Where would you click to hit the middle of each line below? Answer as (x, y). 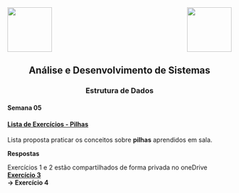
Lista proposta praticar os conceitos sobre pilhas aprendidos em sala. (110, 140)
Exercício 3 (24, 175)
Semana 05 (25, 108)
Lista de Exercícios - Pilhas (48, 124)
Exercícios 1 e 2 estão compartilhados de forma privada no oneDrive (107, 167)
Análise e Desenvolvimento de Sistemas (119, 71)
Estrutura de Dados (119, 90)
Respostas (23, 154)
